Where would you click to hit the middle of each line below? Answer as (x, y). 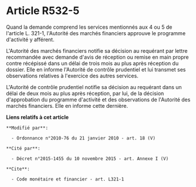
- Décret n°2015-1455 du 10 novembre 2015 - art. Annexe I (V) (90, 159)
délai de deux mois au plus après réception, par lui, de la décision (85, 93)
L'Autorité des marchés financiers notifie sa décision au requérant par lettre (97, 50)
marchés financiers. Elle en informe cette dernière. (67, 106)
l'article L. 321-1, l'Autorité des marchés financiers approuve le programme (96, 33)
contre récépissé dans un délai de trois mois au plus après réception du (92, 63)
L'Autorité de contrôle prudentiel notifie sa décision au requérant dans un (94, 87)
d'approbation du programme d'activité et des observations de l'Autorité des (98, 99)
